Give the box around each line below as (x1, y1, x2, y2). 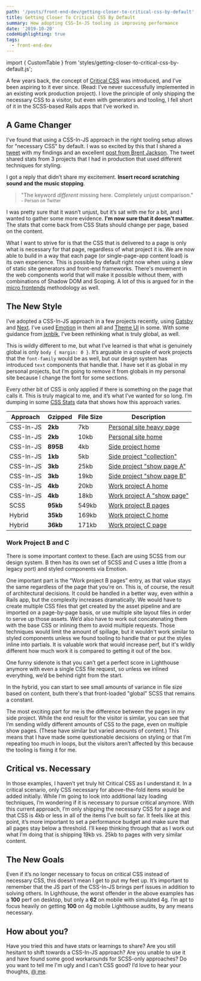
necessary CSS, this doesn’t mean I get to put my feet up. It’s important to (6, 877, 189, 884)
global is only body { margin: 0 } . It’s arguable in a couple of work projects (6, 348, 193, 355)
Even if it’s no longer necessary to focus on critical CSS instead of (6, 871, 170, 878)
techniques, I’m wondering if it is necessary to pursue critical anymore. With (6, 799, 194, 806)
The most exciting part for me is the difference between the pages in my (6, 708, 185, 715)
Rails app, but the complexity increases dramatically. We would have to (6, 596, 182, 603)
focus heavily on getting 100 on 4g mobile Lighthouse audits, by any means (6, 903, 194, 910)
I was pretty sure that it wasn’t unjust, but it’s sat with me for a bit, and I (6, 208, 182, 216)
